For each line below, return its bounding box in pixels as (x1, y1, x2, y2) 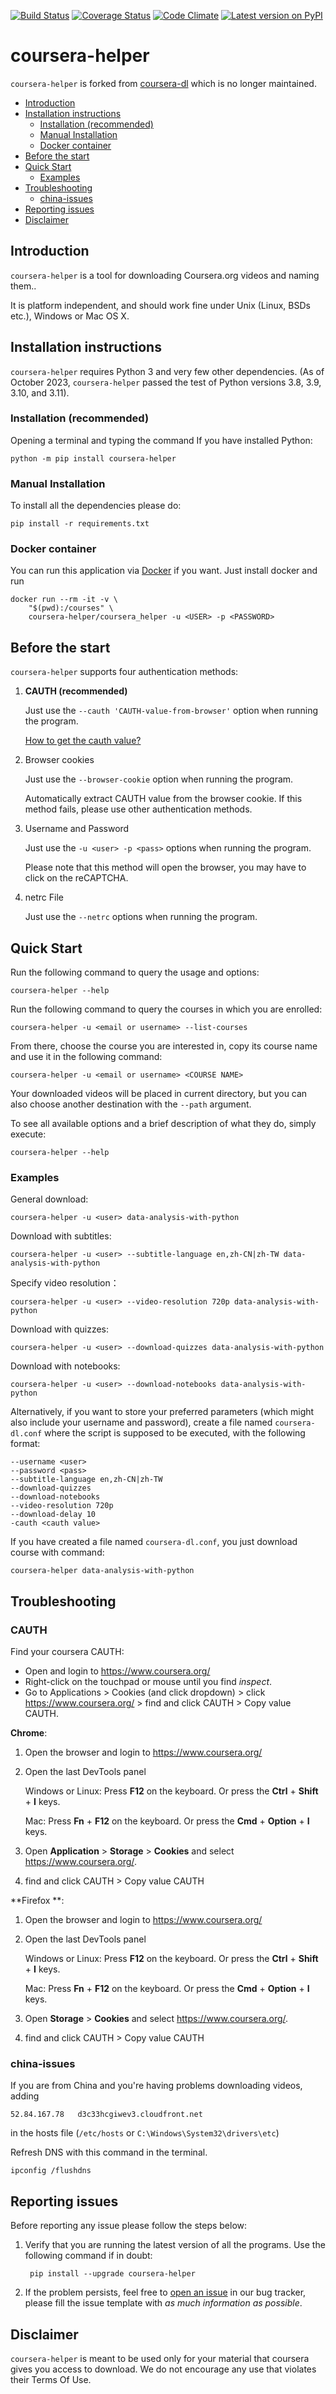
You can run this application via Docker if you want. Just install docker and (10, 565, 318, 577)
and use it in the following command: (10, 1051, 163, 1063)
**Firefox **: (10, 1895, 65, 1907)
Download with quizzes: (10, 1323, 109, 1335)
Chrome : (10, 1727, 48, 1739)
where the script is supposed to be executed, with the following (44, 1427, 306, 1439)
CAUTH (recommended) (24, 685, 128, 697)
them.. (10, 280, 37, 292)
